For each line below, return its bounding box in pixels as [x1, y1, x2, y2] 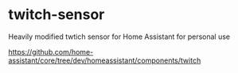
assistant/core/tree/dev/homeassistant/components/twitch [8, 56, 201, 65]
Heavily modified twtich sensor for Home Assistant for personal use [8, 32, 231, 41]
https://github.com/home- [8, 47, 94, 56]
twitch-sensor [8, 6, 105, 24]
